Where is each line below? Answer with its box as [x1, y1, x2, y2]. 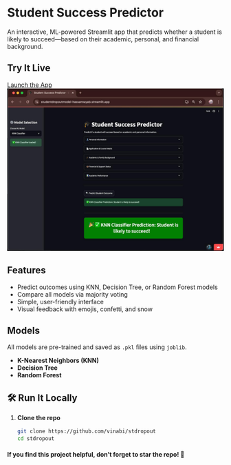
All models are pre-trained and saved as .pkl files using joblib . [7, 343, 187, 351]
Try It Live [7, 62, 51, 74]
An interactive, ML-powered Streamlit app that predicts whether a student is [7, 28, 222, 36]
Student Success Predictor [7, 5, 164, 21]
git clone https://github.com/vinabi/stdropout [16, 428, 156, 435]
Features [7, 264, 46, 277]
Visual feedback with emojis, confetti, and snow [16, 305, 153, 313]
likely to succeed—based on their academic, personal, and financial [7, 34, 199, 43]
